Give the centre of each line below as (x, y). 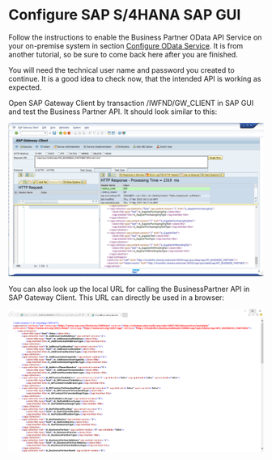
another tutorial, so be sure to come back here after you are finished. (123, 54)
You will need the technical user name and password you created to (121, 70)
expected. (25, 87)
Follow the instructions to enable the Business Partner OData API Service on (135, 37)
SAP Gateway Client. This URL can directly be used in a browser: (117, 298)
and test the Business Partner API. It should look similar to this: (113, 112)
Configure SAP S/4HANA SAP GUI (125, 15)
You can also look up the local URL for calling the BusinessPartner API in (129, 289)
